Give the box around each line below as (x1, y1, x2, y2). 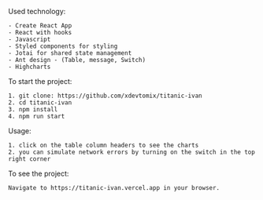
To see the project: (8, 169, 69, 178)
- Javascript (8, 35, 51, 43)
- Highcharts (8, 63, 51, 71)
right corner (8, 155, 51, 163)
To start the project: (8, 77, 72, 85)
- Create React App (8, 22, 72, 30)
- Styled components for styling (8, 42, 118, 50)
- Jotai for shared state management (8, 49, 132, 57)
